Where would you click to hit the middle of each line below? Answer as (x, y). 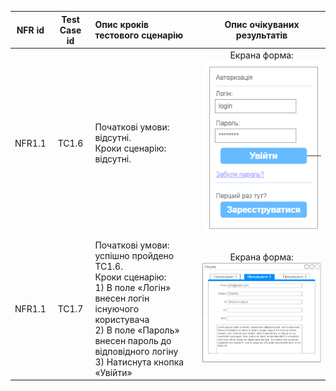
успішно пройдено (134, 255)
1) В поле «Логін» (133, 287)
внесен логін (122, 298)
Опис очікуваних (262, 24)
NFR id (30, 30)
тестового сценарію (139, 35)
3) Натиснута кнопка (139, 362)
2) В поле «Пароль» (137, 330)
